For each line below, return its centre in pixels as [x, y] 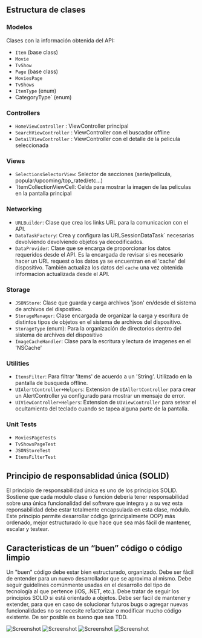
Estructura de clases [46, 10]
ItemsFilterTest [35, 457]
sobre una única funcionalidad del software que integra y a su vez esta [95, 503]
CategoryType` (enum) [43, 97]
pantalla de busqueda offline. [51, 383]
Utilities [18, 363]
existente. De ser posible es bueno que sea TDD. [67, 617]
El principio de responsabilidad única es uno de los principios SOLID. [92, 490]
